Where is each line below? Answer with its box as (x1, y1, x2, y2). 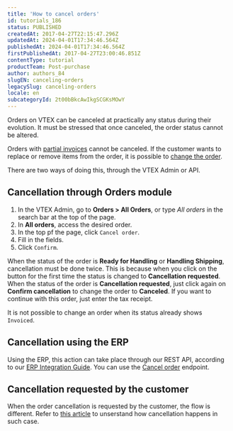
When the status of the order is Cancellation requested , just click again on (7, 279, 227, 288)
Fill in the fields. (17, 235, 64, 244)
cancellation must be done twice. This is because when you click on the (7, 264, 217, 273)
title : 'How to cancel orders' (7, 10, 100, 18)
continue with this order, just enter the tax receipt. (7, 294, 153, 302)
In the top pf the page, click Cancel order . (17, 228, 140, 236)
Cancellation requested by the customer (7, 383, 189, 395)
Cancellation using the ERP (7, 337, 129, 349)
